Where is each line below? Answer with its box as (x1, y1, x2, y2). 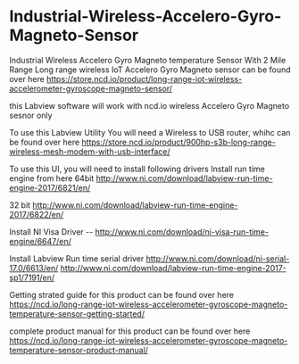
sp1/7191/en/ (9, 272, 55, 283)
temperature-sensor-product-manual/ (9, 344, 149, 355)
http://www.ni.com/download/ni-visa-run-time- (95, 226, 270, 237)
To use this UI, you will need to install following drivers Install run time (9, 163, 265, 174)
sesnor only (9, 110, 53, 120)
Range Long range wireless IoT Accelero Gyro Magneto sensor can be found (9, 64, 292, 75)
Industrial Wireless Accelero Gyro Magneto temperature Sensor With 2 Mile (9, 54, 287, 65)
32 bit (9, 199, 31, 211)
